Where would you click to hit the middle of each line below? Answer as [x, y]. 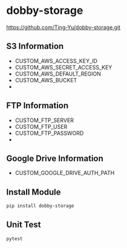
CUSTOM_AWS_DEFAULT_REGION [58, 74]
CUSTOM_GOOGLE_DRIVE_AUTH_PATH [65, 173]
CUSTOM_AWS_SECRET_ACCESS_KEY [63, 67]
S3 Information [35, 46]
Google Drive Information [55, 158]
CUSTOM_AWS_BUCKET [46, 80]
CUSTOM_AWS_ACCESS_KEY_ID [56, 60]
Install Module [34, 192]
